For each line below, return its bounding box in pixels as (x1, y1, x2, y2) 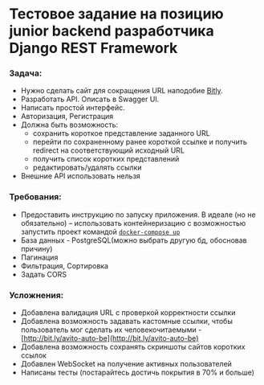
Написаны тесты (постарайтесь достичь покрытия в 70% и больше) (20, 367, 255, 378)
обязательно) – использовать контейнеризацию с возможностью (20, 218, 246, 227)
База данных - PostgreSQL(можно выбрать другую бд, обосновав (20, 235, 247, 245)
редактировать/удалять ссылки (32, 162, 142, 173)
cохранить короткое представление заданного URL (32, 129, 211, 138)
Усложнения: (9, 289, 64, 301)
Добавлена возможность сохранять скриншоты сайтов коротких (20, 342, 246, 352)
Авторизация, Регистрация (20, 112, 114, 121)
